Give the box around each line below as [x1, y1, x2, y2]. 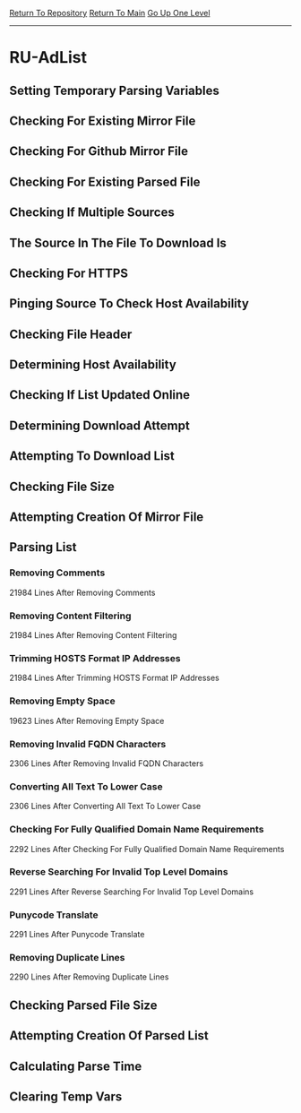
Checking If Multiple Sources [9, 205, 175, 220]
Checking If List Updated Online [9, 387, 191, 402]
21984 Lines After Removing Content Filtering [9, 630, 177, 641]
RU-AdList [9, 47, 88, 68]
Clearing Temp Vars [9, 1089, 123, 1104]
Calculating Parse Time [9, 1058, 142, 1074]
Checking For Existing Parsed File [9, 174, 201, 189]
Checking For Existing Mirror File [9, 113, 196, 128]
